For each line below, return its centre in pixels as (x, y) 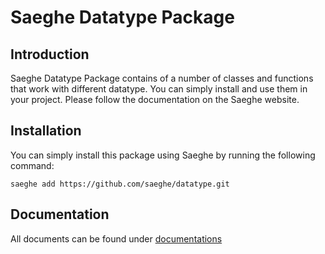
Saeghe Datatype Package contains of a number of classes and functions (162, 78)
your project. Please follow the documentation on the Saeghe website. (155, 99)
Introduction (50, 54)
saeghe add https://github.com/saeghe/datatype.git (120, 184)
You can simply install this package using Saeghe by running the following (163, 155)
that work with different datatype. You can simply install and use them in (159, 89)
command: (32, 165)
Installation (46, 131)
